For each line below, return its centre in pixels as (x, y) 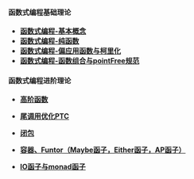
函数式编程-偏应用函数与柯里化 (70, 51)
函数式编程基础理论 (40, 12)
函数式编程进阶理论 (40, 80)
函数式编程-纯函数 (49, 41)
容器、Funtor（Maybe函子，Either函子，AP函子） (103, 150)
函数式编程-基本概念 (53, 31)
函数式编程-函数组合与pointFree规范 (80, 61)
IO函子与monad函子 (52, 167)
